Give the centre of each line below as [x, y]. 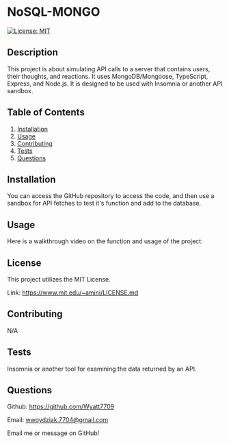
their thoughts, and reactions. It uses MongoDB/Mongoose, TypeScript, [108, 76]
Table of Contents [46, 113]
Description [32, 52]
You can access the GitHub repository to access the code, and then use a [111, 196]
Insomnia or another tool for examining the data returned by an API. [102, 369]
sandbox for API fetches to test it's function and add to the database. [104, 203]
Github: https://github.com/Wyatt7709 [61, 407]
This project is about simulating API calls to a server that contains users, [109, 69]
